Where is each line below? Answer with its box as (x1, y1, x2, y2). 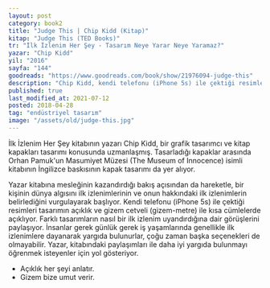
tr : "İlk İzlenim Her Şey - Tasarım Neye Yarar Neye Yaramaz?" (8, 42, 225, 50)
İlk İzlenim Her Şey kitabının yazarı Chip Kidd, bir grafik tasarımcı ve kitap (8, 138, 251, 148)
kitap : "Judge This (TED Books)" (8, 34, 121, 43)
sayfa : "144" (8, 64, 52, 72)
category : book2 (8, 19, 63, 27)
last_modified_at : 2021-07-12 (8, 94, 110, 102)
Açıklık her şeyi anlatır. (19, 263, 95, 274)
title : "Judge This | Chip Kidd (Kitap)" (8, 27, 149, 35)
